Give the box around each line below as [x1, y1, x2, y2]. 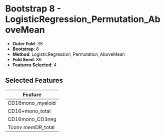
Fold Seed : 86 [12, 56, 42, 62]
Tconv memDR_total [7, 124, 55, 131]
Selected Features [5, 76, 63, 85]
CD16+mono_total [7, 108, 51, 115]
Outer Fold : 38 [12, 40, 43, 46]
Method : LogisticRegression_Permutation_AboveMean [12, 51, 125, 57]
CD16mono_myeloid [7, 99, 56, 106]
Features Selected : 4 [12, 62, 56, 68]
